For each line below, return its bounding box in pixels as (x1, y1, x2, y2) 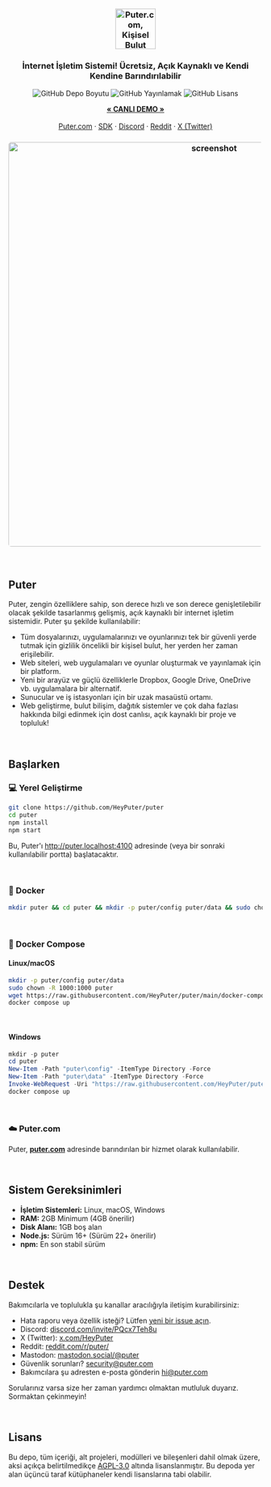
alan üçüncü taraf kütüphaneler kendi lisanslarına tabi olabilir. (8, 1469, 212, 1479)
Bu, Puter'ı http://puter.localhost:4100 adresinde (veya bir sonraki (8, 841, 225, 850)
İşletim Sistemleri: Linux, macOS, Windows (19, 1205, 165, 1214)
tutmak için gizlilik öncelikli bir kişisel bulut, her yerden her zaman (19, 641, 238, 650)
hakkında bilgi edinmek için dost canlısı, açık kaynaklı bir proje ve (19, 710, 236, 719)
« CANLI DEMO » (106, 104, 165, 114)
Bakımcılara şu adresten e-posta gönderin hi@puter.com (19, 1367, 208, 1377)
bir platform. (19, 667, 61, 676)
